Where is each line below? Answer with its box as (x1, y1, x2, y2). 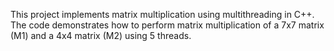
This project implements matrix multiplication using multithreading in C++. (10, 9, 315, 20)
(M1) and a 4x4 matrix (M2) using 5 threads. (10, 30, 192, 41)
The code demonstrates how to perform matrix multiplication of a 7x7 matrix (10, 19, 325, 31)
